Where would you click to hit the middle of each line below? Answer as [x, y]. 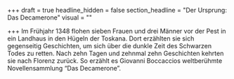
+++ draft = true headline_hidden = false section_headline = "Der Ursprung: [117, 10]
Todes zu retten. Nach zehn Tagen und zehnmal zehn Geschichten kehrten [116, 53]
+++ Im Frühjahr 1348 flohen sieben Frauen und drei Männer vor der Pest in [117, 31]
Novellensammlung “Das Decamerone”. [64, 68]
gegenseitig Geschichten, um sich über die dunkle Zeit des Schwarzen [110, 46]
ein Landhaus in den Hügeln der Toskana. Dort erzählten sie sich [101, 38]
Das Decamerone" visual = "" [50, 17]
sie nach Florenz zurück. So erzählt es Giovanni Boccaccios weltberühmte [115, 61]
